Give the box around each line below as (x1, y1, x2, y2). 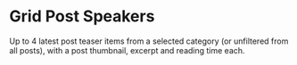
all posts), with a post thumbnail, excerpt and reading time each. (9, 45, 245, 55)
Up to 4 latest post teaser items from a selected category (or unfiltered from (9, 36, 289, 46)
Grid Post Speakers (9, 6, 155, 27)
